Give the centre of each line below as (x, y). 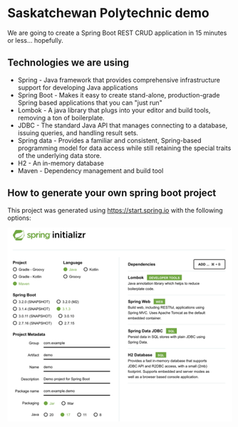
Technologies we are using (68, 63)
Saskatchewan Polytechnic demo (109, 13)
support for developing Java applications (78, 88)
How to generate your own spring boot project (112, 193)
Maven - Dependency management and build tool (90, 170)
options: (20, 218)
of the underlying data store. (59, 155)
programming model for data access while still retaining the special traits (124, 148)
